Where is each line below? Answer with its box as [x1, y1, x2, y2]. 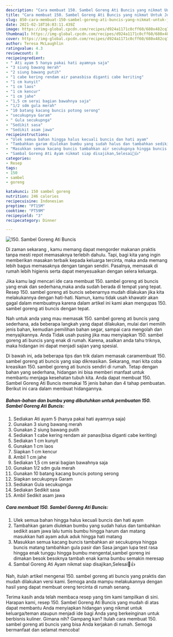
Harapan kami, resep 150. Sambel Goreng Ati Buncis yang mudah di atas [6, 599, 159, 606]
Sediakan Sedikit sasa [13, 487, 60, 493]
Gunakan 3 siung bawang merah [13, 421, 83, 428]
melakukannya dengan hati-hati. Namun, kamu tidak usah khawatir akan [6, 294, 159, 301]
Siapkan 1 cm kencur [13, 449, 57, 455]
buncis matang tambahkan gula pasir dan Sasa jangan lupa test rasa [13, 544, 158, 551]
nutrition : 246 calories [6, 194, 59, 199]
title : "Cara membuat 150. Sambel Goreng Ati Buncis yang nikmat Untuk [6, 12, 162, 17]
